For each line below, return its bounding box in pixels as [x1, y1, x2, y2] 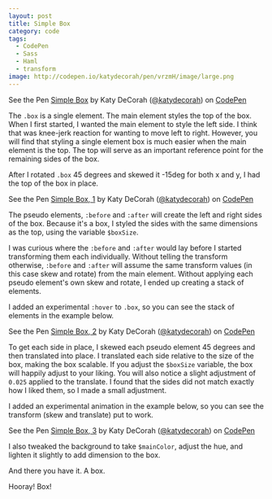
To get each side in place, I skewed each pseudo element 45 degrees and [8, 342, 256, 352]
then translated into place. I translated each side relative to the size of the [8, 351, 254, 361]
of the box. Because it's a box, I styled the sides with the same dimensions [8, 218, 258, 228]
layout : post [8, 11, 53, 20]
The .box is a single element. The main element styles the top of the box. [8, 111, 252, 120]
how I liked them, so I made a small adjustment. [8, 385, 167, 395]
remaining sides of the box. [8, 154, 100, 164]
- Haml [15, 58, 38, 66]
